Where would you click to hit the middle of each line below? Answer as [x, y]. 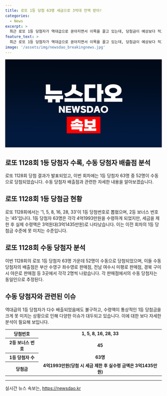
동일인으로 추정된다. [24, 279]
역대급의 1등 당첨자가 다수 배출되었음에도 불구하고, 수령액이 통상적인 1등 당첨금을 [83, 309]
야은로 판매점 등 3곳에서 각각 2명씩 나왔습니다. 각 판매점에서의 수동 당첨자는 [84, 273]
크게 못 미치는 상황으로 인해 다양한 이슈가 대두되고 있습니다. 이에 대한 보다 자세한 [83, 315]
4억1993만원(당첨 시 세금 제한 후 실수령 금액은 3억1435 [98, 365]
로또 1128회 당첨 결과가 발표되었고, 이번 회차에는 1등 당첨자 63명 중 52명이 [77, 176]
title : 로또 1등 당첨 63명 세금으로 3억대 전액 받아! [54, 10]
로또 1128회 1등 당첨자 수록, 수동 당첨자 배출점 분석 [78, 162]
